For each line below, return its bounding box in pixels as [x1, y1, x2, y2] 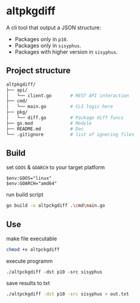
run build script [6, 191, 43, 198]
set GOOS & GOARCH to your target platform [6, 164, 105, 171]
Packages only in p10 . [14, 35, 69, 42]
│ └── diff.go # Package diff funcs [6, 115, 124, 121]
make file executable [6, 235, 57, 242]
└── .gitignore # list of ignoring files [6, 131, 135, 137]
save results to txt [6, 279, 50, 286]
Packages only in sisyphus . [14, 42, 82, 49]
